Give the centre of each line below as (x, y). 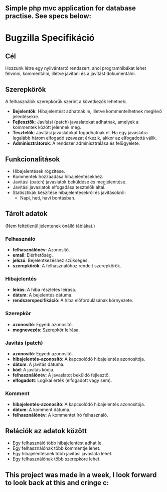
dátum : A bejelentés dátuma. (42, 295)
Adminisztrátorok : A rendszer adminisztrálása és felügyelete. (76, 143)
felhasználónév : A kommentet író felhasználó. (60, 415)
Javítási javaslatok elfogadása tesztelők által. (59, 187)
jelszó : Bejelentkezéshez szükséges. (51, 260)
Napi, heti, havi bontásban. (48, 198)
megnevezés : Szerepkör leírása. (46, 330)
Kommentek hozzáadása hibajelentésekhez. (58, 177)
